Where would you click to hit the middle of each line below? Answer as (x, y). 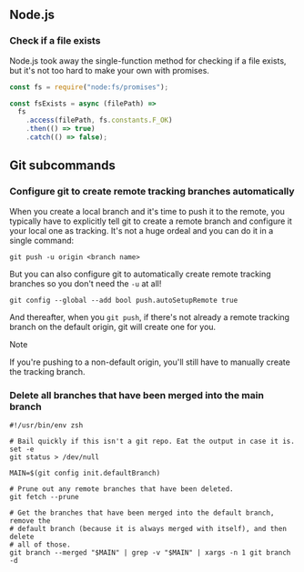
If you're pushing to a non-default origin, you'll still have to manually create (150, 362)
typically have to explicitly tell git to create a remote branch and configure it (151, 221)
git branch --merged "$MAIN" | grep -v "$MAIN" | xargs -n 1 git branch (150, 552)
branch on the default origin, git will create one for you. (113, 326)
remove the (30, 521)
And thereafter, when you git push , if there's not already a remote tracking (149, 316)
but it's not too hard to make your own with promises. (109, 70)
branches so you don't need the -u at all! (86, 283)
